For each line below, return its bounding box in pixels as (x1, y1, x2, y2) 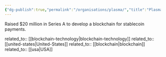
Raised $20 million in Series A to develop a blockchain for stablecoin (4, 21, 145, 27)
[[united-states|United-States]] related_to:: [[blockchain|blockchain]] (4, 41, 145, 47)
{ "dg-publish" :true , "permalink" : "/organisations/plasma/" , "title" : (4, 7, 147, 12)
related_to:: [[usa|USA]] (4, 46, 53, 52)
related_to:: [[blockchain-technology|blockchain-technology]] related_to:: (4, 36, 155, 42)
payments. (4, 26, 26, 32)
